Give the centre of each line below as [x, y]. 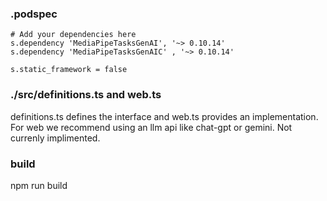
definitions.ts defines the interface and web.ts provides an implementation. [164, 116]
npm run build [39, 185]
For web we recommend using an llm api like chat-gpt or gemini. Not [151, 127]
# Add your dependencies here [73, 35]
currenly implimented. [55, 138]
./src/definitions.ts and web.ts [86, 95]
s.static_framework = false [69, 70]
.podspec [34, 14]
